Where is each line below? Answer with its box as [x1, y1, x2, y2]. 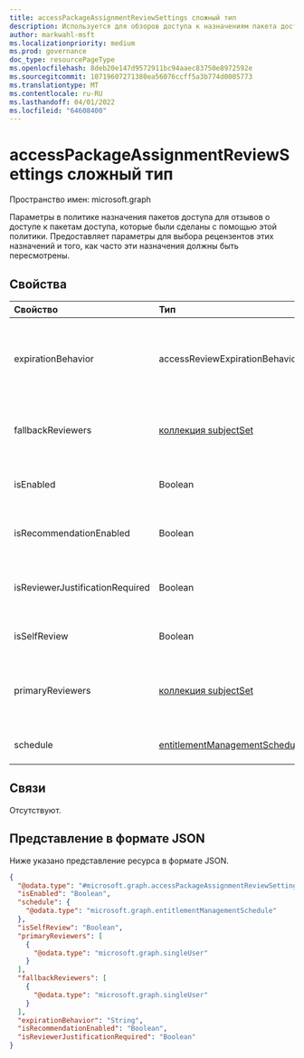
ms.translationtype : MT [9, 81, 100, 90]
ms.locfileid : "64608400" [9, 106, 107, 115]
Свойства [9, 276, 68, 292]
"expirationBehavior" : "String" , [17, 1015, 144, 1024]
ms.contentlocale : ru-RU [9, 89, 103, 98]
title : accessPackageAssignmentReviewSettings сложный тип [9, 13, 237, 23]
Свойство [14, 303, 59, 315]
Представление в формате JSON [9, 831, 205, 847]
